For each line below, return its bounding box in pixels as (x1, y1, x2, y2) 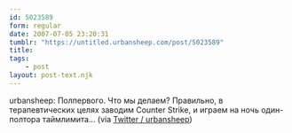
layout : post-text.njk (9, 71, 93, 80)
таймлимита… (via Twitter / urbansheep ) (42, 113, 193, 124)
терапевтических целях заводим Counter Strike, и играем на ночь (9, 104, 259, 115)
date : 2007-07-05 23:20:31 (9, 29, 109, 38)
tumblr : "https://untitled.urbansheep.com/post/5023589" (9, 37, 225, 47)
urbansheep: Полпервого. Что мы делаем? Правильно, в (9, 95, 224, 106)
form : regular (9, 21, 62, 30)
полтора (9, 113, 41, 124)
